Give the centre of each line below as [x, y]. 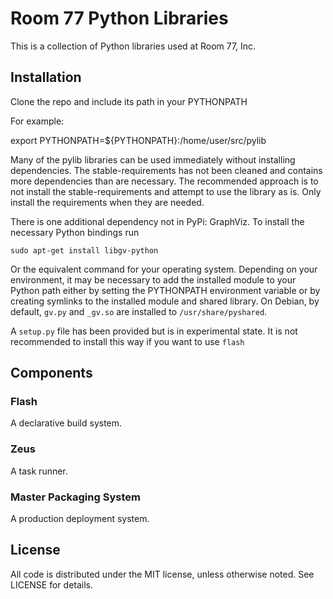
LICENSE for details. [52, 584]
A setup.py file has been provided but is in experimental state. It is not [154, 331]
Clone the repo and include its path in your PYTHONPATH [129, 101]
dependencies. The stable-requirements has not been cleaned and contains [166, 170]
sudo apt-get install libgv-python [84, 250]
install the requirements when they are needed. [107, 202]
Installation [46, 77]
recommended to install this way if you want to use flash [127, 341]
